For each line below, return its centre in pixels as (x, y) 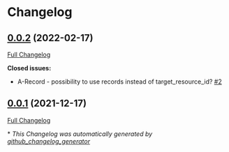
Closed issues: (29, 68)
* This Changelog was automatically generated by (80, 134)
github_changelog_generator (49, 141)
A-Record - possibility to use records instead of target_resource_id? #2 (119, 82)
